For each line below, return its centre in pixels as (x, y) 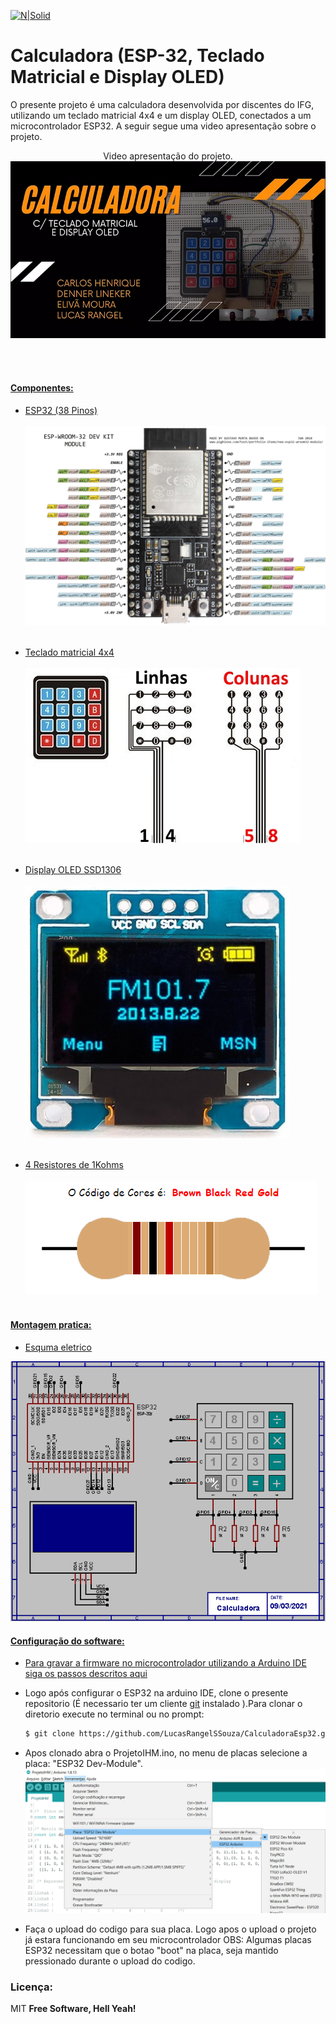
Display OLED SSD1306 (73, 870)
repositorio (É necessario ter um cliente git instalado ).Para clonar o (163, 1704)
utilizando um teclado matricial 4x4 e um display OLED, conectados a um (161, 115)
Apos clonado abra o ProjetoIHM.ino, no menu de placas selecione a (166, 1753)
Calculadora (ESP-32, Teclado (137, 56)
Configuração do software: (67, 1641)
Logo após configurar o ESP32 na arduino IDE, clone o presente (156, 1693)
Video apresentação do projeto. (168, 156)
